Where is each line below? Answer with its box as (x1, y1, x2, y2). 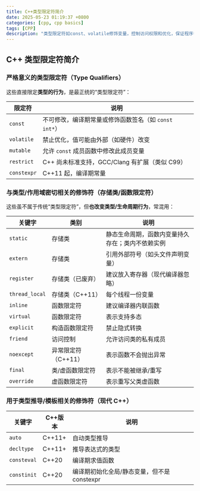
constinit (9, 471, 37, 479)
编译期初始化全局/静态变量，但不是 (72, 468, 170, 476)
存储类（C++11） (51, 290, 102, 299)
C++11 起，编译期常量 (42, 169, 106, 177)
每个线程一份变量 (105, 290, 154, 299)
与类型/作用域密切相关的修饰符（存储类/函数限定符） (6, 188, 158, 196)
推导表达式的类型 (72, 445, 121, 454)
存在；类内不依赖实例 (105, 239, 165, 248)
